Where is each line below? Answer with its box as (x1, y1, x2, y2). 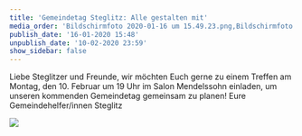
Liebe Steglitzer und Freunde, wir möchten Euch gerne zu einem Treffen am (9, 71, 292, 82)
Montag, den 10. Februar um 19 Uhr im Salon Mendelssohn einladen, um (9, 81, 278, 92)
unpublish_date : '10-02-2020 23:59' (9, 38, 147, 48)
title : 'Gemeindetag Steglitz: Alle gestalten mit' (9, 13, 208, 23)
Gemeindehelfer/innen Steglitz (9, 100, 123, 111)
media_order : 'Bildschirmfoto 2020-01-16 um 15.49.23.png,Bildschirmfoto (9, 22, 294, 31)
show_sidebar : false (9, 47, 88, 56)
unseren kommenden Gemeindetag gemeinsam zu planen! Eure (9, 91, 247, 102)
